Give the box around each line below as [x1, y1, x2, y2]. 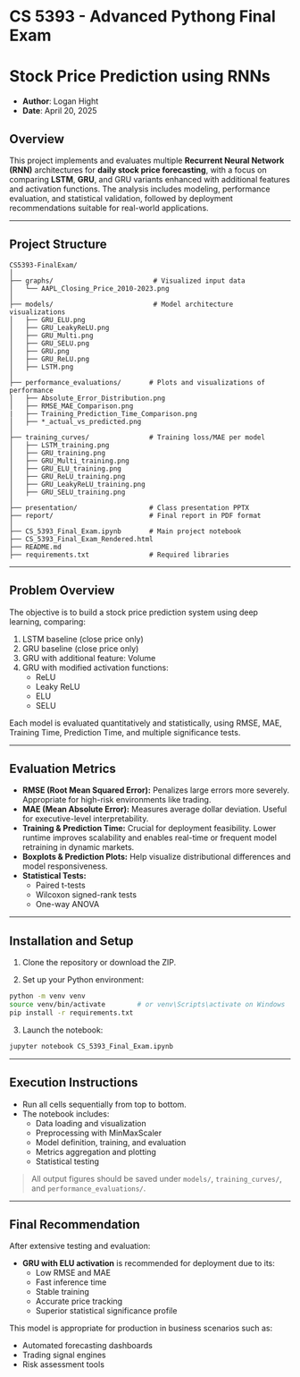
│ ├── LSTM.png [9, 362, 74, 371]
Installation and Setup [9, 933, 134, 948]
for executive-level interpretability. [21, 813, 149, 824]
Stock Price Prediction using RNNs [9, 66, 271, 87]
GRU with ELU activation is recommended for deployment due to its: [21, 1258, 275, 1269]
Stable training [35, 1287, 89, 1297]
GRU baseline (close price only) [21, 642, 139, 654]
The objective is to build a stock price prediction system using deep [9, 607, 259, 617]
